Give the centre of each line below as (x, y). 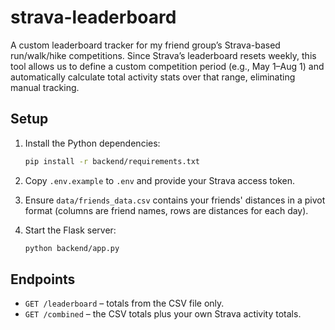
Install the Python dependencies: (92, 143)
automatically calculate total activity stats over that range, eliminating (153, 77)
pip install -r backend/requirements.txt (112, 161)
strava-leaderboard (93, 17)
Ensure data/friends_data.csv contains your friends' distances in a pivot (175, 200)
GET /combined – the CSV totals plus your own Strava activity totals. (163, 314)
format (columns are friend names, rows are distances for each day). (166, 210)
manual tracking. (45, 87)
